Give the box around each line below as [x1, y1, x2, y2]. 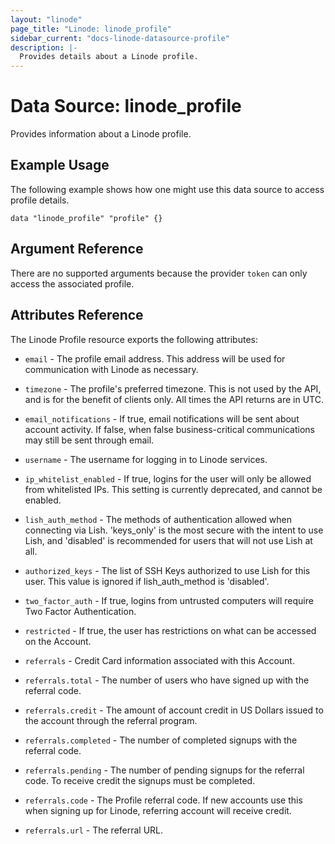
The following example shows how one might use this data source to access [10, 183, 325, 195]
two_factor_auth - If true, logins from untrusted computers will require [24, 594, 314, 606]
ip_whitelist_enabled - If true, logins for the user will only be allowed [24, 472, 312, 485]
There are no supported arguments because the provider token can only [10, 267, 308, 279]
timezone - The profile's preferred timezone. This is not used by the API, [24, 382, 322, 395]
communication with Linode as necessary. [24, 363, 199, 375]
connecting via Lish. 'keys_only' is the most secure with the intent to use [24, 524, 324, 536]
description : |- [10, 42, 78, 53]
